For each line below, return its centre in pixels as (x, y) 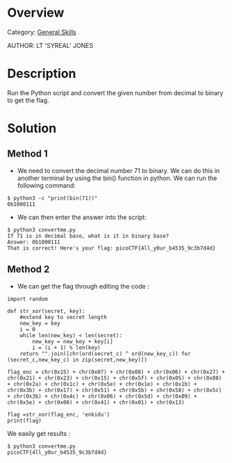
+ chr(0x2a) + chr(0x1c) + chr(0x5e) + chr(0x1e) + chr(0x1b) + (102, 384)
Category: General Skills (42, 32)
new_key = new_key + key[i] (73, 341)
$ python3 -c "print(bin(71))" (52, 198)
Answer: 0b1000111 (34, 242)
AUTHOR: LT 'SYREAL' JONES (50, 45)
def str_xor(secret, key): (46, 311)
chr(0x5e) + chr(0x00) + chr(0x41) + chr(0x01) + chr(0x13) (96, 402)
